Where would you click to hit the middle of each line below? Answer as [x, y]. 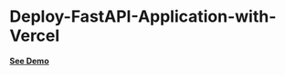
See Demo [29, 61]
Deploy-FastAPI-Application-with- [143, 17]
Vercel [35, 36]
